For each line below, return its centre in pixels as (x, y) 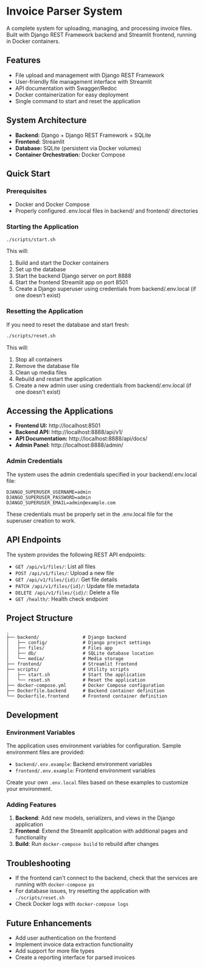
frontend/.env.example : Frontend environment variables (85, 771)
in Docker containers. (33, 41)
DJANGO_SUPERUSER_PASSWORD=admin (49, 497)
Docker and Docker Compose (52, 204)
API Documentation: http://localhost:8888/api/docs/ (81, 439)
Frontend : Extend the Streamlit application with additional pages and (101, 831)
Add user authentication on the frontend (65, 938)
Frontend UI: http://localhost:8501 (58, 425)
